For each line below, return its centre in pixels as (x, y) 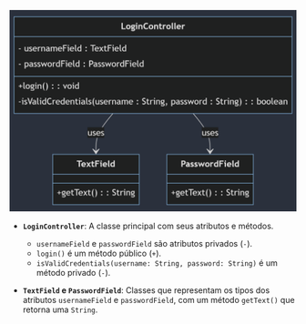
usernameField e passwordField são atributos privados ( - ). (144, 243)
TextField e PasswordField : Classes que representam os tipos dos (146, 290)
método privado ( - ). (73, 272)
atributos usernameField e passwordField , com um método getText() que (158, 299)
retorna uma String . (60, 309)
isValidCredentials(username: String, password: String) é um (157, 263)
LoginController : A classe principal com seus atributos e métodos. (148, 226)
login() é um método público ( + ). (99, 253)
